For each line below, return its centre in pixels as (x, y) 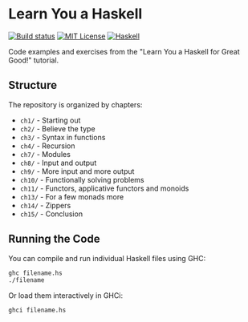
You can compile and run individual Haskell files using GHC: (107, 258)
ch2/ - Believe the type (57, 128)
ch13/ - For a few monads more (72, 196)
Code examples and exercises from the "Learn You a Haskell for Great (124, 51)
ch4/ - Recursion (47, 146)
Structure (33, 85)
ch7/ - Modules (45, 154)
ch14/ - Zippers (45, 205)
